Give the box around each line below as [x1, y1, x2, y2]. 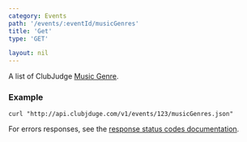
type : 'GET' [8, 34, 49, 43]
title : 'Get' [8, 27, 53, 35]
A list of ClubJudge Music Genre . [8, 71, 119, 81]
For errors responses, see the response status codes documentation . [8, 124, 240, 134]
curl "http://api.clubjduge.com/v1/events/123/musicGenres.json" [8, 110, 233, 118]
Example [8, 92, 44, 103]
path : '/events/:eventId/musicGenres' [8, 19, 139, 28]
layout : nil [8, 49, 49, 58]
